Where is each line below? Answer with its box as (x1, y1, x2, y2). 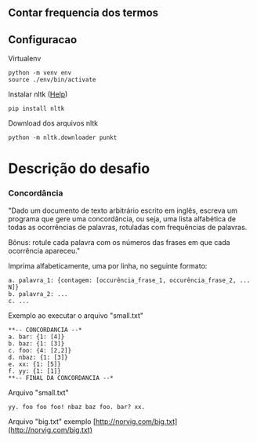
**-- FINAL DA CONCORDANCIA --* (8, 374, 114, 382)
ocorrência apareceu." (8, 246, 81, 255)
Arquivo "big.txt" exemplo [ (8, 416, 96, 426)
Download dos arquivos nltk (8, 119, 99, 128)
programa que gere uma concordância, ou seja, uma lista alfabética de (8, 214, 237, 223)
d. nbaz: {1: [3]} (8, 353, 68, 361)
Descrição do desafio (8, 160, 150, 177)
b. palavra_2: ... (8, 290, 68, 298)
